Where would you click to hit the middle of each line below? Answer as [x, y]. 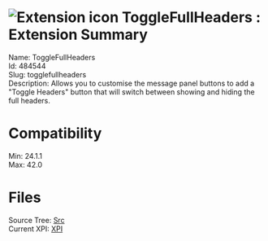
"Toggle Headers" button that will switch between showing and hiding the [132, 92]
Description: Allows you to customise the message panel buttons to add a [132, 83]
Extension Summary [78, 35]
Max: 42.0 [26, 164]
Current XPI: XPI [36, 229]
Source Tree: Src [37, 220]
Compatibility [55, 134]
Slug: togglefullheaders [48, 74]
